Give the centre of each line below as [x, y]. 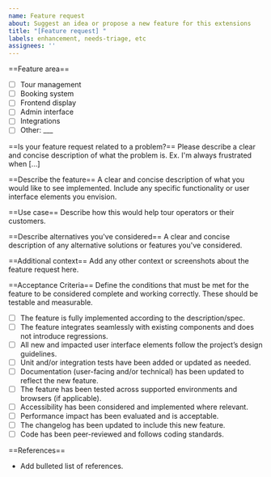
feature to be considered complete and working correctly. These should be [133, 293]
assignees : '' [32, 46]
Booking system [47, 94]
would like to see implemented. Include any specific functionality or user [129, 188]
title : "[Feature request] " [57, 31]
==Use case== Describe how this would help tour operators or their [121, 212]
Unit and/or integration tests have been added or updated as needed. [135, 362]
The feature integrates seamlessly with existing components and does [137, 327]
